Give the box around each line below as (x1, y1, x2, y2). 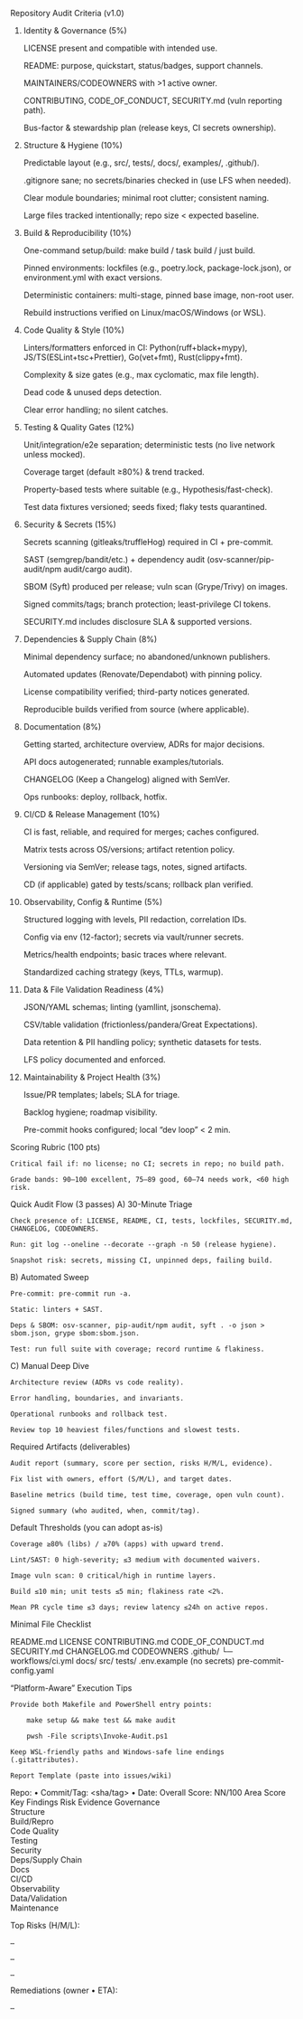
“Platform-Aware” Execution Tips (10, 1683, 133, 1694)
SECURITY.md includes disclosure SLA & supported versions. (23, 617, 252, 627)
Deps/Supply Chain (10, 1854, 82, 1865)
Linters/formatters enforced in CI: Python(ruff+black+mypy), (23, 343, 248, 353)
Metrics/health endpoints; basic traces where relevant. (23, 949, 227, 959)
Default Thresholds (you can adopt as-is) (10, 1523, 163, 1533)
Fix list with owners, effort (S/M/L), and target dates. (10, 1475, 233, 1484)
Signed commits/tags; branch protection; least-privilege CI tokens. (23, 599, 271, 609)
